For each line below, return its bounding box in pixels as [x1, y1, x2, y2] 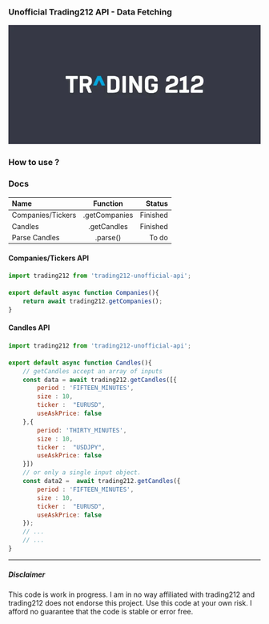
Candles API [8, 323, 50, 332]
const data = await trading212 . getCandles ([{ [22, 376, 178, 384]
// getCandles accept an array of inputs [22, 367, 163, 375]
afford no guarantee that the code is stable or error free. [8, 606, 194, 616]
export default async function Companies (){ [8, 289, 159, 297]
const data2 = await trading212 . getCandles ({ [22, 477, 181, 485]
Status [145, 199, 168, 208]
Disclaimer [8, 570, 46, 579]
